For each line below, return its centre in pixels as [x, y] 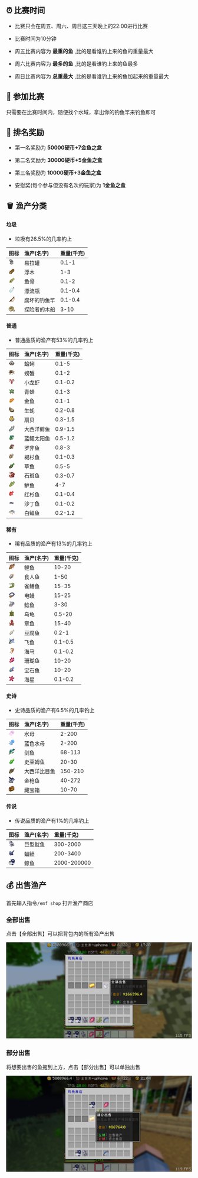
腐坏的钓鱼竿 [40, 300]
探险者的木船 [40, 310]
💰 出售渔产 [27, 885]
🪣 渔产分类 [27, 206]
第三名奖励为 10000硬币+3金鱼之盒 [58, 173]
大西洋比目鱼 [40, 771]
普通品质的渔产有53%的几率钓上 [54, 340]
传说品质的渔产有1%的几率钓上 [52, 820]
